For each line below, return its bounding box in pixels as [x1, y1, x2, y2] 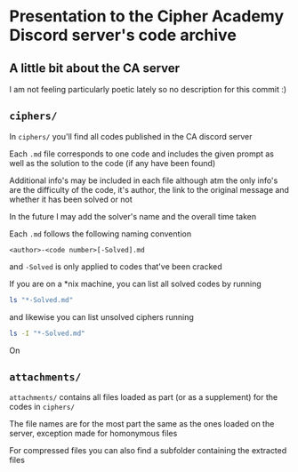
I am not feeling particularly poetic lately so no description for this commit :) [9, 84, 287, 94]
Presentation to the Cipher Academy [9, 6, 285, 27]
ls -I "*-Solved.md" [9, 329, 86, 338]
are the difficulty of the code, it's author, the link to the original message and [9, 184, 289, 195]
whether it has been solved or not [9, 194, 133, 204]
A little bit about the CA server [9, 60, 181, 76]
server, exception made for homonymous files [9, 428, 178, 439]
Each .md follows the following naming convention [9, 228, 192, 239]
